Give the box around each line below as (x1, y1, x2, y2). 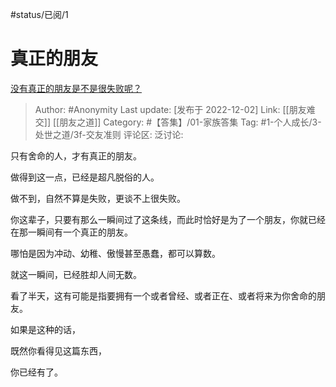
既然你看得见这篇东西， (10, 344, 107, 357)
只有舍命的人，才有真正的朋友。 (10, 149, 142, 162)
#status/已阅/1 (10, 9, 69, 20)
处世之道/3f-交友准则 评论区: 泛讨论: (34, 128, 184, 140)
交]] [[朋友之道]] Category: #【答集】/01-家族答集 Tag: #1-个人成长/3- (34, 116, 322, 128)
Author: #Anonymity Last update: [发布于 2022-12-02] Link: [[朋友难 (34, 103, 316, 115)
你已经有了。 (10, 366, 63, 378)
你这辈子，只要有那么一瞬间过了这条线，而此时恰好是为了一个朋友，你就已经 (10, 213, 326, 225)
